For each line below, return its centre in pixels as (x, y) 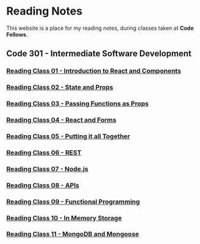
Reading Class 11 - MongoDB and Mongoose (73, 234)
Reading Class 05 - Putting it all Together (68, 136)
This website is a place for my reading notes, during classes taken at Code (100, 28)
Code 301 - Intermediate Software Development (99, 54)
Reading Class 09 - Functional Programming (73, 201)
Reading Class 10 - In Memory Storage (64, 218)
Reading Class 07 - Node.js (47, 169)
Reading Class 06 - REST (44, 152)
